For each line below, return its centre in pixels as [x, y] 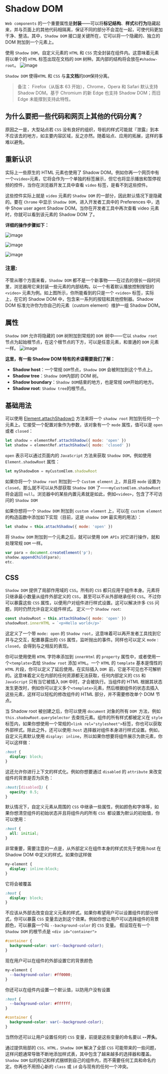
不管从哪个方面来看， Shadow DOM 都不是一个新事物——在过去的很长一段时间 [83, 280]
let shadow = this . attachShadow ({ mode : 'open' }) [59, 527]
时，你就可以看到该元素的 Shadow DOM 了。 [51, 214]
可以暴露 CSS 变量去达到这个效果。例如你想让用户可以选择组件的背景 [88, 919]
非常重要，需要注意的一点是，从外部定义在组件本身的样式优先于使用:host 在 [83, 848]
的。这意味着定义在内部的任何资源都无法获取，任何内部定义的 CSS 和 [75, 675]
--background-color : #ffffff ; [41, 1004]
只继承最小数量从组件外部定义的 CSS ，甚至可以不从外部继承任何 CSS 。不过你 [83, 597]
